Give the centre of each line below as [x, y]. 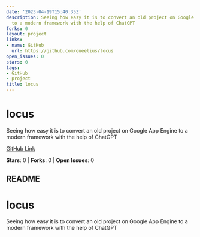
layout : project [26, 34]
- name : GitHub [25, 46]
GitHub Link [21, 148]
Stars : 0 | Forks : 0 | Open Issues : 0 [50, 160]
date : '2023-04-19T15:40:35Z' [44, 12]
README [23, 179]
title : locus [22, 85]
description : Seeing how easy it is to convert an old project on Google [100, 17]
